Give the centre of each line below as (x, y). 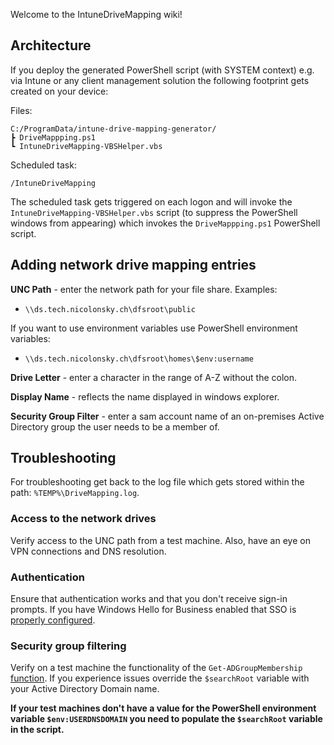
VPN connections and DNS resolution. (88, 551)
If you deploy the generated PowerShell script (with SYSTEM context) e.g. (162, 70)
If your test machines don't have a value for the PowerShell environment (163, 708)
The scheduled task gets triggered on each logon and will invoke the (151, 201)
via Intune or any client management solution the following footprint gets (160, 80)
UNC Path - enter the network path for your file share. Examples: (144, 289)
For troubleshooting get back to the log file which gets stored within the (157, 482)
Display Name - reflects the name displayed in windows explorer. (145, 396)
